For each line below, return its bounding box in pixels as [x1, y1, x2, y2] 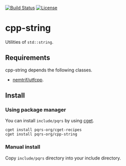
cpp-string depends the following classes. [5, 67, 93, 73]
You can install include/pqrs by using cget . [5, 118, 94, 124]
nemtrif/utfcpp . [12, 76, 44, 82]
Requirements [5, 53, 50, 62]
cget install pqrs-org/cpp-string [5, 132, 78, 137]
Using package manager [5, 106, 66, 113]
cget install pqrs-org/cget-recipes [5, 127, 82, 133]
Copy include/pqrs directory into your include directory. [5, 155, 121, 161]
